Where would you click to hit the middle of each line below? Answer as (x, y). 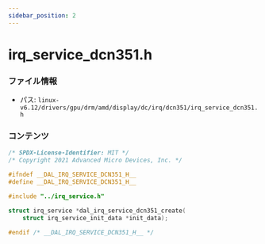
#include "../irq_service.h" (56, 196)
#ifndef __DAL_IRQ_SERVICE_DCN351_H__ (72, 175)
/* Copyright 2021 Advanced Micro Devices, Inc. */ (95, 160)
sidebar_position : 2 (42, 15)
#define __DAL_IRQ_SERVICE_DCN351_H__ (72, 182)
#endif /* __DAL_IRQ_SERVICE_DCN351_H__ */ (81, 232)
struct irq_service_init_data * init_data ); (96, 218)
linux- (48, 101)
